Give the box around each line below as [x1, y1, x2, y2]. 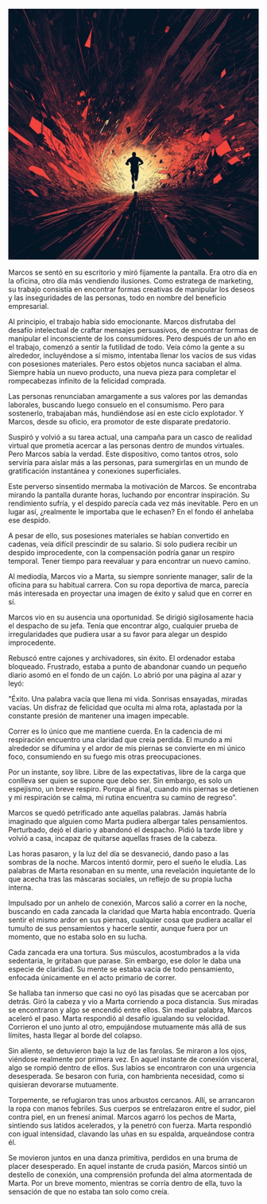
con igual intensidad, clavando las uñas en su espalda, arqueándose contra [8, 1129, 255, 1139]
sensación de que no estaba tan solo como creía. [8, 1187, 169, 1196]
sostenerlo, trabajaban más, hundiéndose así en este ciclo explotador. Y [8, 408, 245, 418]
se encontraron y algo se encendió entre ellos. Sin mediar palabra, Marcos [8, 1005, 253, 1014]
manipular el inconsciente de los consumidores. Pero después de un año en [8, 334, 257, 343]
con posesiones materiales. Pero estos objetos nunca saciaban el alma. [8, 359, 242, 369]
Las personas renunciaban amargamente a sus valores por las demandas [8, 392, 248, 401]
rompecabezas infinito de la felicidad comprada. [8, 376, 167, 385]
